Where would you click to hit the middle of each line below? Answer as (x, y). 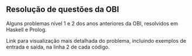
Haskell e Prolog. (26, 29)
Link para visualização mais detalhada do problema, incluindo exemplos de (96, 40)
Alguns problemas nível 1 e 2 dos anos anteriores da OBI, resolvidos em (92, 23)
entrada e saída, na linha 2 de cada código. (58, 47)
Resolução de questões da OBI (63, 10)
